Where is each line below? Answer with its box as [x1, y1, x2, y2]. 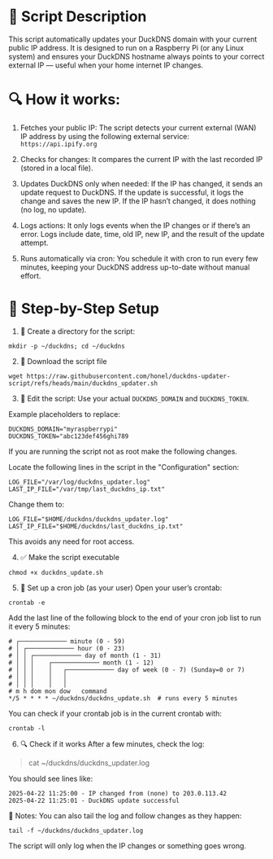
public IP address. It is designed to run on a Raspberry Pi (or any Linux [8, 42, 245, 52]
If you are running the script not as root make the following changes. [8, 446, 238, 456]
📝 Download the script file [19, 356, 107, 366]
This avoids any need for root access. [8, 537, 135, 546]
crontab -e [8, 598, 45, 607]
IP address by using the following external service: [19, 131, 189, 141]
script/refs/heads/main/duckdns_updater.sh [8, 379, 158, 388]
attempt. [19, 238, 49, 248]
